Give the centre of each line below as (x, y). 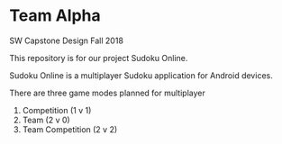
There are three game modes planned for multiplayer (107, 93)
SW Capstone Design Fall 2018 (67, 40)
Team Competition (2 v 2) (70, 129)
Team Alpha (55, 16)
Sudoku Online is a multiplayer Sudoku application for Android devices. (141, 75)
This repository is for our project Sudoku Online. (99, 58)
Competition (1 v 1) (57, 110)
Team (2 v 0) (46, 120)
